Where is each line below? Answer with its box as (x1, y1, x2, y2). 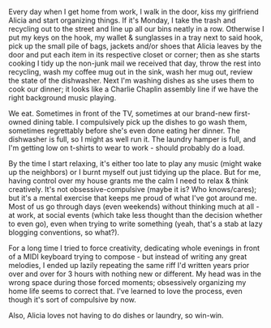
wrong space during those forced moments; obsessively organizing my (8, 278, 247, 287)
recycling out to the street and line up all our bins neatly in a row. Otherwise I (8, 24, 265, 33)
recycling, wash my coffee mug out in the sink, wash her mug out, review (8, 67, 253, 76)
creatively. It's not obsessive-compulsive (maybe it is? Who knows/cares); (8, 185, 257, 194)
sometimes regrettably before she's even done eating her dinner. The (8, 126, 241, 135)
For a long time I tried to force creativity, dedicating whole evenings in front (8, 243, 260, 253)
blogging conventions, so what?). (8, 228, 120, 237)
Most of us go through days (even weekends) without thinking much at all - (8, 202, 260, 211)
